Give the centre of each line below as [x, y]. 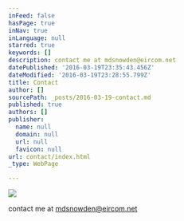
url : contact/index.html [49, 156]
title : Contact [33, 82]
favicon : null [39, 149]
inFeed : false [32, 16]
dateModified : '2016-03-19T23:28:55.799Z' [80, 75]
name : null [33, 127]
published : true [35, 105]
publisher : [26, 120]
